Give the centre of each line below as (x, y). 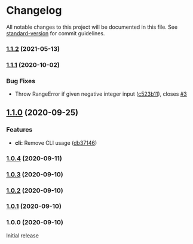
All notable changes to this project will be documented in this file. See (92, 27)
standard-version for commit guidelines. (56, 33)
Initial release (22, 235)
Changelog (34, 10)
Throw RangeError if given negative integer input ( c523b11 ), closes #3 (101, 94)
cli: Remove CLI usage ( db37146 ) (56, 143)
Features (19, 130)
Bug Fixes (21, 81)
